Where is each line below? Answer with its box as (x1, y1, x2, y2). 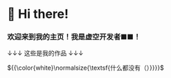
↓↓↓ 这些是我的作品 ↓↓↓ (7, 49, 84, 57)
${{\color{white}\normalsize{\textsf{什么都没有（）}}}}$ (7, 64, 164, 72)
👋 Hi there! (7, 6, 69, 22)
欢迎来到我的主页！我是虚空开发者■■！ (7, 32, 141, 42)
